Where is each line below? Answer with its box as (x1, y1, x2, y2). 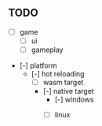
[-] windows (54, 94, 94, 105)
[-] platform (19, 61, 57, 70)
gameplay (31, 45, 64, 54)
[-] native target (42, 87, 94, 96)
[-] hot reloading (31, 69, 85, 78)
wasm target (42, 78, 84, 87)
